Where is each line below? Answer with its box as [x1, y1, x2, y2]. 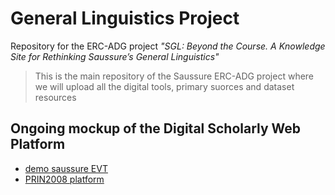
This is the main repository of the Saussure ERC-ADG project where [34, 70, 315, 82]
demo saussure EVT [24, 162, 108, 174]
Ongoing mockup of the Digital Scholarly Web [10, 120, 302, 137]
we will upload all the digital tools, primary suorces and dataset [34, 80, 295, 92]
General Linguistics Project [10, 7, 240, 30]
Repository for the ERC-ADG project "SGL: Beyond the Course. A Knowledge [10, 40, 326, 52]
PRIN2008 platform [24, 173, 105, 185]
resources [34, 91, 77, 103]
